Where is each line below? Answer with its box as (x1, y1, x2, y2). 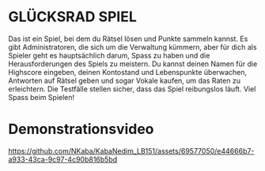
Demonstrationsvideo (8, 121, 154, 138)
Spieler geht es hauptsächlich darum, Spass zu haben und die (8, 50, 210, 60)
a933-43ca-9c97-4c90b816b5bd (8, 154, 118, 164)
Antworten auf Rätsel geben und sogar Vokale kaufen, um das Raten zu (8, 76, 241, 85)
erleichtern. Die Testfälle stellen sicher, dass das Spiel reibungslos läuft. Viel (8, 84, 256, 94)
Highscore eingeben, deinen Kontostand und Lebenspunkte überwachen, (8, 67, 248, 76)
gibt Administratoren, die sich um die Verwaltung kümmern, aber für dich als (8, 42, 257, 51)
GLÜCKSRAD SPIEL (8, 8, 137, 26)
